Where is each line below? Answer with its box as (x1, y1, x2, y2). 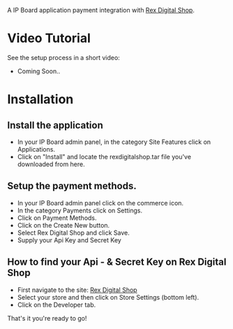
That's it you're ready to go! (7, 314, 87, 322)
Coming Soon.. (17, 66, 61, 75)
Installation (7, 92, 74, 108)
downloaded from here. (17, 160, 85, 168)
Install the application (7, 119, 103, 131)
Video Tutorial (7, 31, 91, 46)
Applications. (17, 145, 56, 153)
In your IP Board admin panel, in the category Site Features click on (17, 138, 211, 146)
